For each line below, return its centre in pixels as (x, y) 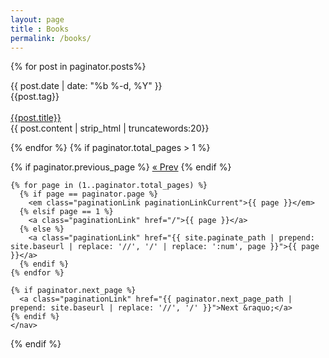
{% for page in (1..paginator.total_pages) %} (109, 186)
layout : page (37, 19)
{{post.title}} (36, 118)
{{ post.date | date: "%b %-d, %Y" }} (86, 86)
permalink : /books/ (51, 38)
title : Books (40, 29)
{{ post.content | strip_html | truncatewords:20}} (110, 128)
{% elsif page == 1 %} (66, 212)
